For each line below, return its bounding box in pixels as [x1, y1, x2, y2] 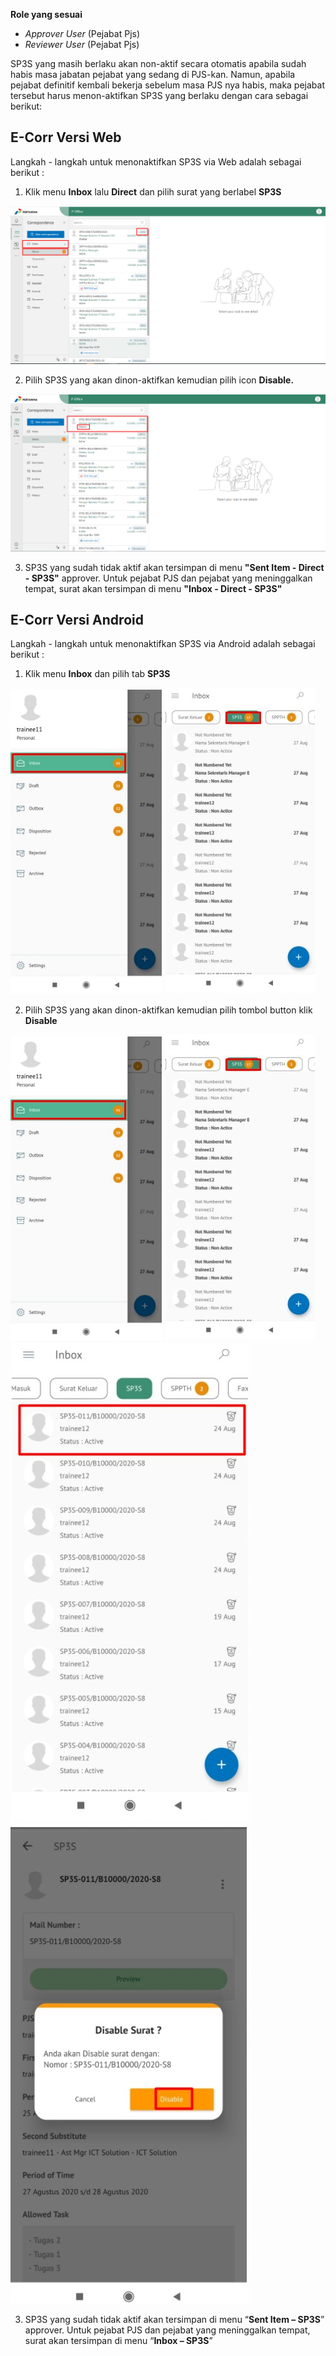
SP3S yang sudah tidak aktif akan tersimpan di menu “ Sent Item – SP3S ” [24, 2314, 325, 2326]
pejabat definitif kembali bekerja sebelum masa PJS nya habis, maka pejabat [10, 79, 326, 91]
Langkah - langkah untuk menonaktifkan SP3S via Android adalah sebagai [10, 638, 316, 650]
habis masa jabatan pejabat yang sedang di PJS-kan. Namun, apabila [10, 69, 296, 80]
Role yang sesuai [10, 9, 83, 20]
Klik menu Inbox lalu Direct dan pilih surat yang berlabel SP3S [24, 185, 282, 198]
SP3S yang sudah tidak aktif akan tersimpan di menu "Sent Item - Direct [24, 561, 325, 573]
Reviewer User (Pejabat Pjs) [24, 39, 140, 50]
